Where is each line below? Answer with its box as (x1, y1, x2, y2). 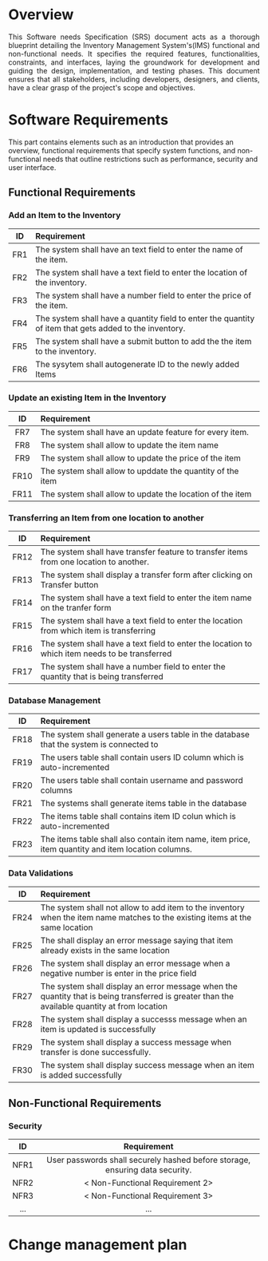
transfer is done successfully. (40, 1046, 152, 1057)
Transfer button (40, 579, 99, 591)
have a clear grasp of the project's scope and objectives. (8, 82, 195, 93)
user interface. (8, 162, 57, 172)
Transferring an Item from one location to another (8, 512, 205, 524)
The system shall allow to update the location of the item (40, 488, 252, 500)
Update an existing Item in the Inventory (8, 393, 167, 404)
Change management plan (8, 1235, 187, 1254)
